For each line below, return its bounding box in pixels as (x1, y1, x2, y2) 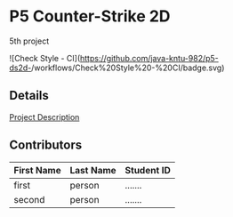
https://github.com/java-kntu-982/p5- (79, 52, 220, 63)
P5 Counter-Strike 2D (9, 6, 171, 27)
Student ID (125, 164, 172, 176)
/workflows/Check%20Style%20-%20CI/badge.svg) (30, 62, 225, 73)
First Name (13, 164, 61, 176)
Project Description (9, 111, 80, 122)
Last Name (69, 164, 117, 176)
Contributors (9, 138, 83, 153)
